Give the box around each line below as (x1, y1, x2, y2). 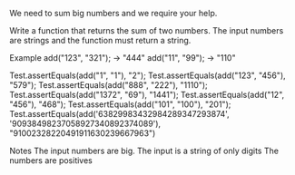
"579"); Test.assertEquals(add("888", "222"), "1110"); (9, 80, 209, 90)
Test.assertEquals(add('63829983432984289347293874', (9, 109, 230, 119)
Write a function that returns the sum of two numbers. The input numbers (9, 25, 284, 35)
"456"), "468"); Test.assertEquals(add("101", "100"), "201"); (9, 99, 231, 110)
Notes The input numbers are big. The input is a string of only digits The (9, 145, 280, 156)
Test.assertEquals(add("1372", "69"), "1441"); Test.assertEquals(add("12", (9, 90, 285, 100)
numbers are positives (9, 155, 93, 166)
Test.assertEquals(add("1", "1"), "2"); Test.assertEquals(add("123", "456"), (9, 70, 286, 81)
